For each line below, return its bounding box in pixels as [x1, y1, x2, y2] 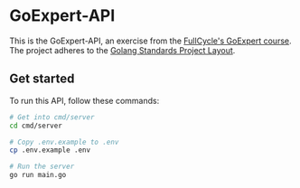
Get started [9, 71, 75, 87]
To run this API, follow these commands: [9, 95, 160, 106]
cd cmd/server [9, 121, 63, 130]
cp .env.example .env [9, 146, 91, 155]
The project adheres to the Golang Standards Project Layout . [9, 44, 236, 55]
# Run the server [9, 162, 75, 172]
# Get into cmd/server [9, 112, 95, 122]
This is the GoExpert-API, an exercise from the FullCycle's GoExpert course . [9, 35, 292, 46]
